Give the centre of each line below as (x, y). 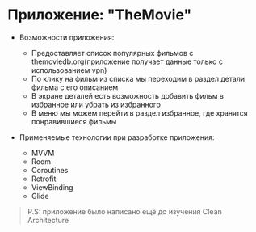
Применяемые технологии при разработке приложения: (117, 137)
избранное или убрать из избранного (96, 104)
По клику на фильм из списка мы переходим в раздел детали (138, 78)
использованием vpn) (69, 70)
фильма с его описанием (75, 87)
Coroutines (50, 170)
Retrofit (44, 179)
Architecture (48, 220)
